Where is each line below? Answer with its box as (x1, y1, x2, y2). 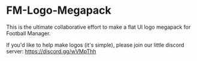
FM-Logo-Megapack (6, 4, 112, 17)
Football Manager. (6, 29, 51, 36)
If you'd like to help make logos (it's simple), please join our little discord (6, 41, 184, 48)
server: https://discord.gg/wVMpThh (6, 47, 97, 54)
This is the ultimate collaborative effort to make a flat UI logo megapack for (6, 23, 191, 30)
